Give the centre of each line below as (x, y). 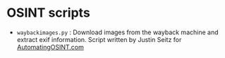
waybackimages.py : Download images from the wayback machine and (117, 32)
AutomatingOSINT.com (50, 47)
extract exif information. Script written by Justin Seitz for (99, 39)
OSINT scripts (49, 13)
